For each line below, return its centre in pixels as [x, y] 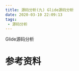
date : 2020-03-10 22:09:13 [34, 15]
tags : [11, 19]
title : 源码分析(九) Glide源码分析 [39, 10]
